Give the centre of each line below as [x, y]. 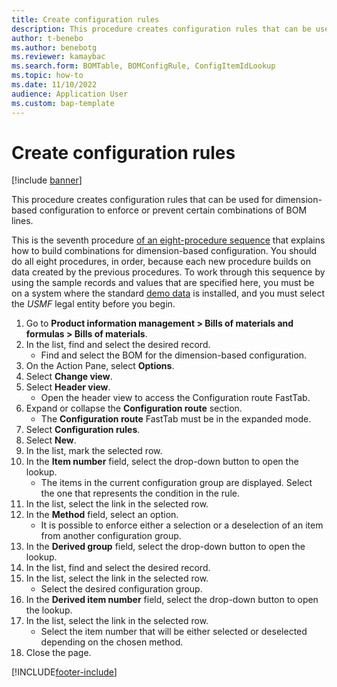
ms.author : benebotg [54, 47]
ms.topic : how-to [47, 76]
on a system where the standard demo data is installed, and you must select [168, 293]
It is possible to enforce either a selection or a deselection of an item [182, 525]
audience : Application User [70, 94]
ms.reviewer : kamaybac [58, 57]
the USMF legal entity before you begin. [93, 304]
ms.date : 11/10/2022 [54, 85]
